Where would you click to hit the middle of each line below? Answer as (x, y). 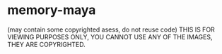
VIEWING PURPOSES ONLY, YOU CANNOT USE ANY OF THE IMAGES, (110, 36)
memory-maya (52, 10)
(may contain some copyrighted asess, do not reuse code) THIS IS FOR (111, 29)
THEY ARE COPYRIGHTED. (47, 44)
